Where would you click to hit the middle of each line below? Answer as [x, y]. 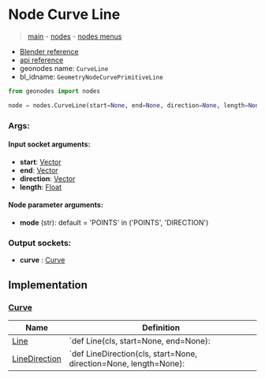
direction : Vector [47, 178]
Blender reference [49, 51]
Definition [160, 327]
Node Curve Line [64, 15]
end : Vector [39, 170]
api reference [41, 60]
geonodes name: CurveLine [64, 68]
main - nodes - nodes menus [75, 36]
